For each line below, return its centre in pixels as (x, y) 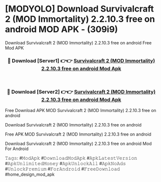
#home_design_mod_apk (30, 174)
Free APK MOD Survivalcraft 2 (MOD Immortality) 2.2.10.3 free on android (78, 134)
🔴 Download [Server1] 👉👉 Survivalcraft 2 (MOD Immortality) (81, 60)
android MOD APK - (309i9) (62, 29)
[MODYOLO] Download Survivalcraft (80, 9)
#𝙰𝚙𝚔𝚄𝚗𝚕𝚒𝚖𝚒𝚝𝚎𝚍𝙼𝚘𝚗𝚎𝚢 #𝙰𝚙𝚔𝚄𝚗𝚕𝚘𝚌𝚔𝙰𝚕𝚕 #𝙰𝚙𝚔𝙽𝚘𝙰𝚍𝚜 (66, 163)
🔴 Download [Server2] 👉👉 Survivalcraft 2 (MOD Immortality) (81, 92)
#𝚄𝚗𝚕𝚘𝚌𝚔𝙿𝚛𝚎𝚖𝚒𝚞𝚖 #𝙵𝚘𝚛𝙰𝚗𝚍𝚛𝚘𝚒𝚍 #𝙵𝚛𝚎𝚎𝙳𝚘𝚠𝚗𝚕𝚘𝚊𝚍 (62, 169)
